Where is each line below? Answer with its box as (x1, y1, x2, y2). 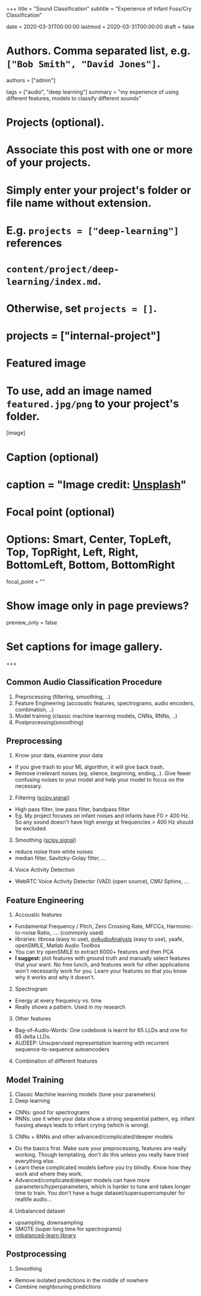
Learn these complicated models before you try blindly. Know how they (14, 1164, 191, 1171)
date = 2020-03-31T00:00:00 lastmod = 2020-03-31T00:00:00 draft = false (6, 23, 195, 30)
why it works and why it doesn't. (14, 974, 95, 981)
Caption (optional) (6, 450, 99, 464)
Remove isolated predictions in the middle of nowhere (14, 1276, 148, 1283)
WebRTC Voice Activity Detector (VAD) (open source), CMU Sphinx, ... (14, 878, 189, 885)
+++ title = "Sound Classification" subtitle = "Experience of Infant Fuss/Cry (6, 5, 192, 12)
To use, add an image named (6, 384, 152, 398)
